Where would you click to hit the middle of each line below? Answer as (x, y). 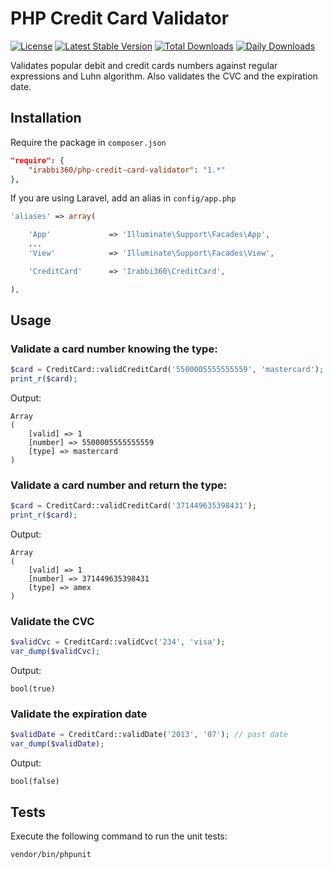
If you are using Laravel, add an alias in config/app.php (123, 198)
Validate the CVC (52, 622)
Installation (46, 118)
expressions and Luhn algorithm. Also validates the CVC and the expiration (164, 76)
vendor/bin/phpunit (51, 855)
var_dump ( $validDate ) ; (57, 744)
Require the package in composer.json (88, 142)
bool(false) (35, 782)
